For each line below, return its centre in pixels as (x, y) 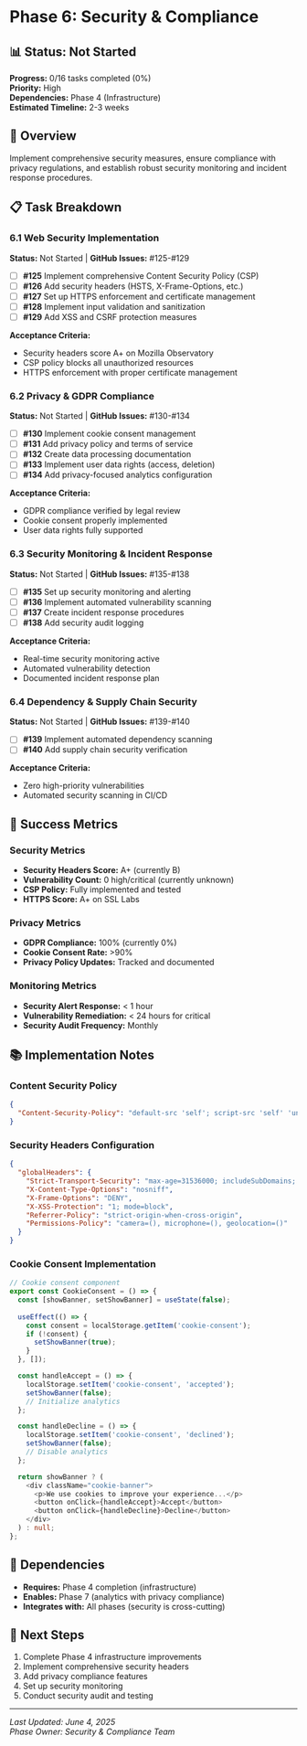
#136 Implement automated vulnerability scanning (117, 602)
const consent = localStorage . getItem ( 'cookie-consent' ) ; (138, 1325)
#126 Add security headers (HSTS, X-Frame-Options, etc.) (133, 286)
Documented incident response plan (91, 677)
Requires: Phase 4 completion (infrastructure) (110, 1587)
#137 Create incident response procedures (103, 612)
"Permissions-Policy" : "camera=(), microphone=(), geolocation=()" (157, 1224)
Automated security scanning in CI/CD (95, 795)
